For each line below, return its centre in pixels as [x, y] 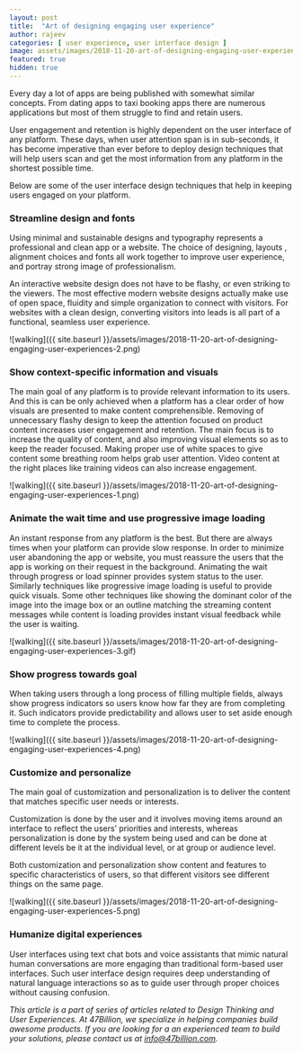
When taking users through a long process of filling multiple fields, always [146, 694]
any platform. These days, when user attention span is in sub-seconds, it [144, 139]
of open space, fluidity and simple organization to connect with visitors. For [149, 303]
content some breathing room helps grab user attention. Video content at [145, 458]
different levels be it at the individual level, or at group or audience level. [142, 848]
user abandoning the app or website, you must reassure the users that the [147, 557]
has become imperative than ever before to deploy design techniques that [146, 148]
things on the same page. [56, 884]
